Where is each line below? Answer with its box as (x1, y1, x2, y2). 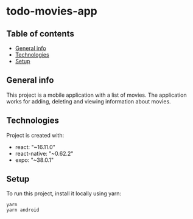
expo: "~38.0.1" (15, 156, 54, 164)
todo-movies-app (6, 4, 97, 18)
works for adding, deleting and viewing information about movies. (6, 97, 172, 105)
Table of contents (6, 29, 74, 39)
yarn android (6, 207, 40, 214)
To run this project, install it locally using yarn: (6, 190, 122, 197)
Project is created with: (6, 131, 65, 139)
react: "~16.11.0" (15, 143, 56, 150)
